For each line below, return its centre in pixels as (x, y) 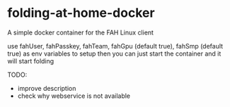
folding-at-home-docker (81, 13)
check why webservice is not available (74, 96)
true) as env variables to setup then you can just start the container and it (114, 53)
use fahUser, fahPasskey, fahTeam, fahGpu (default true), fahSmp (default (115, 46)
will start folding (31, 61)
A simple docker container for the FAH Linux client (81, 32)
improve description (47, 88)
